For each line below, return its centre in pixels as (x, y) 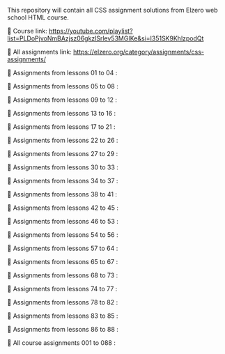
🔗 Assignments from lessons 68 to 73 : (63, 275)
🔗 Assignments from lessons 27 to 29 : (63, 154)
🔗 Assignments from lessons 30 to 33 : (63, 167)
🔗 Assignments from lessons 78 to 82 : (63, 302)
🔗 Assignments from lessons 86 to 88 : (63, 329)
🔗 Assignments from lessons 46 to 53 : (63, 221)
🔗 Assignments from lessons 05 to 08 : (63, 86)
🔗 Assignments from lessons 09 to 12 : (62, 100)
